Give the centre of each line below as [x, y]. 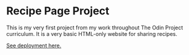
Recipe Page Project [58, 11]
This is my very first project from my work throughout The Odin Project [95, 27]
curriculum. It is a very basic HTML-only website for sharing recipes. [92, 33]
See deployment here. [34, 45]
